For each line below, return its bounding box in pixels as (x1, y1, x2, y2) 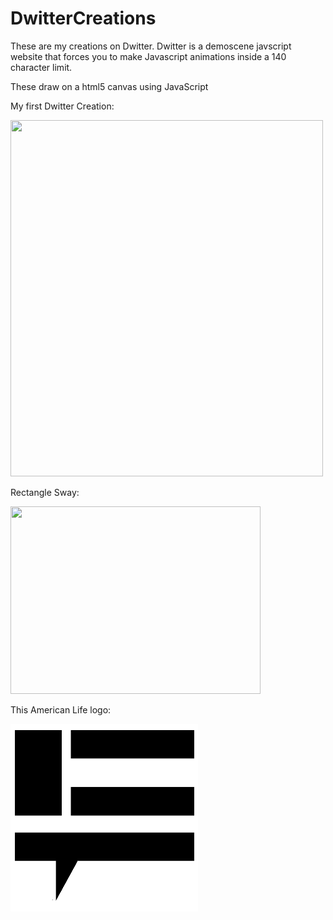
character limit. (10, 61, 73, 73)
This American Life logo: (10, 703, 112, 716)
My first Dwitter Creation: (10, 100, 115, 112)
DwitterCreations (10, 7, 157, 30)
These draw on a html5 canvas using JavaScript (10, 80, 209, 92)
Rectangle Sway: (10, 486, 80, 498)
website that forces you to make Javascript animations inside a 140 (10, 50, 287, 62)
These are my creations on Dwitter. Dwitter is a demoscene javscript (10, 40, 292, 52)
